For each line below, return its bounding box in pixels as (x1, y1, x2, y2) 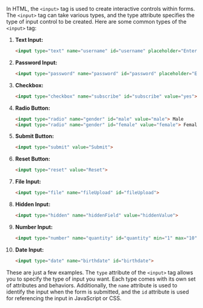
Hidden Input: (15, 201, 51, 208)
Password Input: (15, 59, 58, 66)
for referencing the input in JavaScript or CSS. (6, 294, 122, 302)
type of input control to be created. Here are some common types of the (6, 18, 187, 25)
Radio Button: (15, 104, 50, 112)
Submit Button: (15, 133, 55, 140)
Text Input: (15, 36, 44, 43)
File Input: (15, 178, 41, 186)
